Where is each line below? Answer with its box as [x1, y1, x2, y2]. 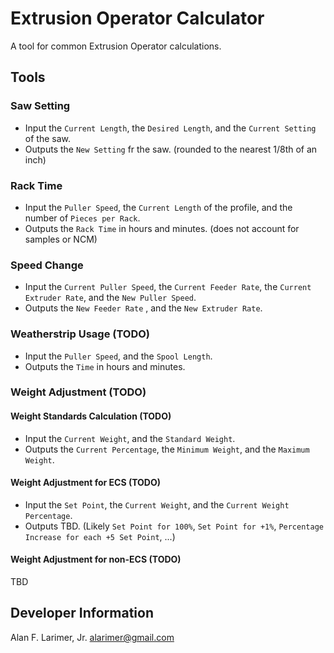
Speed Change [10, 258, 84, 272]
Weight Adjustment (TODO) [10, 385, 147, 399]
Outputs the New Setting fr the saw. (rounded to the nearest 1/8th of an [24, 143, 318, 155]
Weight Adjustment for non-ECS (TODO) [10, 553, 182, 566]
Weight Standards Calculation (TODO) [10, 410, 172, 422]
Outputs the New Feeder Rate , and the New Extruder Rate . [24, 302, 263, 314]
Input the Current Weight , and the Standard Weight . [24, 432, 236, 444]
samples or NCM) [24, 233, 98, 245]
